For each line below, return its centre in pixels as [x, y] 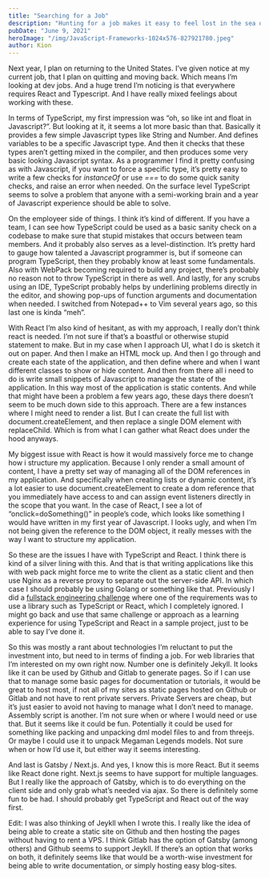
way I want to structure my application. [72, 540]
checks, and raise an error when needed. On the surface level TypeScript [129, 186]
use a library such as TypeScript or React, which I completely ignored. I [126, 606]
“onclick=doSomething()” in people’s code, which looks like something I [126, 514]
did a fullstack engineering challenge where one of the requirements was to [133, 597]
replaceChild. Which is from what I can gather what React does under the [129, 431]
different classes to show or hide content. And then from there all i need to [131, 370]
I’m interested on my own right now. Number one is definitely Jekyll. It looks [133, 664]
